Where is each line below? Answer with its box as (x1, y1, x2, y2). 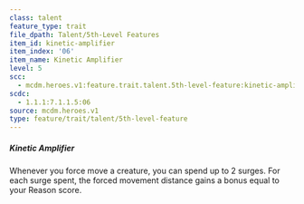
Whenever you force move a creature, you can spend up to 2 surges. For (9, 165, 280, 177)
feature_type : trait (9, 22, 88, 31)
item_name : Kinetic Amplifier (9, 55, 124, 64)
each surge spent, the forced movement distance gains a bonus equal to (9, 175, 280, 186)
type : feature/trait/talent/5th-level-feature (9, 114, 188, 123)
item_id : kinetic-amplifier (9, 38, 116, 48)
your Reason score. (9, 185, 82, 196)
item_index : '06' (9, 47, 75, 56)
